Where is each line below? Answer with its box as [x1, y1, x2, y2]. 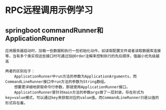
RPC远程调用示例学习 [5, 4, 93, 16]
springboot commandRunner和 [5, 26, 104, 34]
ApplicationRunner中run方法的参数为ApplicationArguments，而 [14, 74, 137, 79]
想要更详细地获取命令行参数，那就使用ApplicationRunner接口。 [14, 84, 131, 89]
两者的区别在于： [5, 68, 35, 73]
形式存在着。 [5, 100, 28, 105]
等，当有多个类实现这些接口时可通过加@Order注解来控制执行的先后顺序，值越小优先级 [5, 53, 156, 58]
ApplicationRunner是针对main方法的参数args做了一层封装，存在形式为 [14, 90, 145, 95]
